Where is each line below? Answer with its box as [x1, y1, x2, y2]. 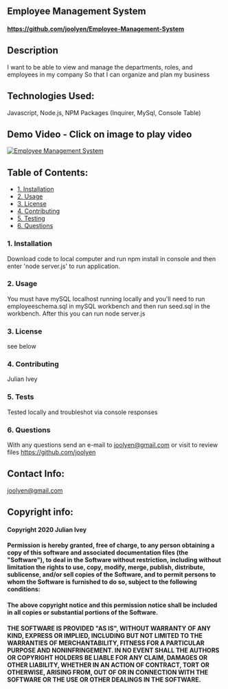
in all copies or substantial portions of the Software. [7, 608, 159, 616]
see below [7, 342, 36, 351]
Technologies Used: [7, 90, 95, 102]
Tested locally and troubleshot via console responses [7, 408, 158, 416]
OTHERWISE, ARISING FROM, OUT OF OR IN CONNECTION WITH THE [7, 668, 209, 676]
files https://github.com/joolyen [7, 448, 96, 457]
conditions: [7, 585, 41, 593]
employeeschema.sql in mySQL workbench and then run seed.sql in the [7, 302, 211, 310]
